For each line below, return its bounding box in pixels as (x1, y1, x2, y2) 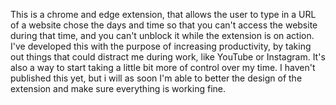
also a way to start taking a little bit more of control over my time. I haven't (10, 62, 316, 73)
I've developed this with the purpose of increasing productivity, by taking (10, 40, 312, 52)
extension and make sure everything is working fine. (10, 83, 227, 94)
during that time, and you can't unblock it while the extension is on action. (10, 30, 315, 41)
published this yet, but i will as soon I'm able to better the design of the (10, 72, 303, 84)
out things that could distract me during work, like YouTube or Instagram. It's (10, 51, 326, 63)
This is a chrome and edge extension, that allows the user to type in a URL (10, 9, 317, 20)
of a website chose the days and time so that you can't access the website (10, 19, 318, 31)
